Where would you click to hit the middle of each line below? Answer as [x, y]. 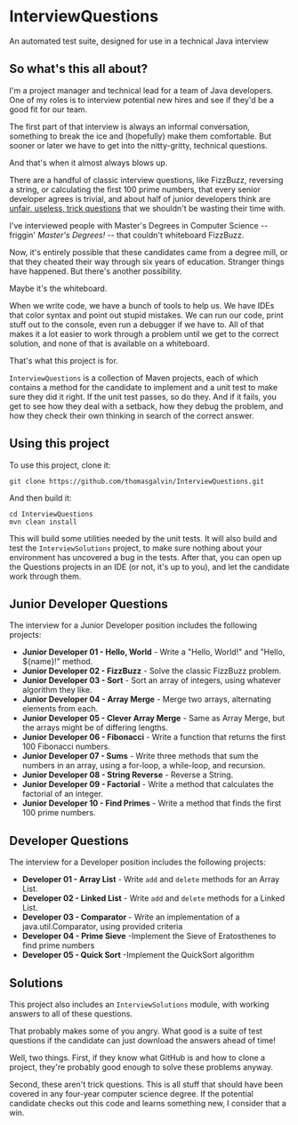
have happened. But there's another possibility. [96, 271]
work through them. [45, 576]
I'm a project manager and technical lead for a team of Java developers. [141, 90]
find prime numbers [58, 945]
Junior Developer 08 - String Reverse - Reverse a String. [128, 775]
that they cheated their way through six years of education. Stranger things [147, 261]
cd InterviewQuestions [51, 514]
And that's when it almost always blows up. [89, 163]
